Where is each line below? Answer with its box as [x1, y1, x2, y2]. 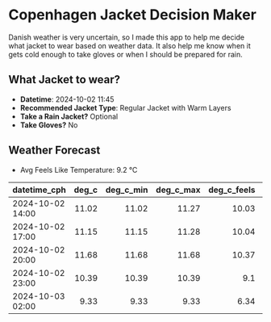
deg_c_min [105, 184, 148, 195]
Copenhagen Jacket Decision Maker [8, 6, 256, 24]
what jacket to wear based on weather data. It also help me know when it [8, 40, 252, 50]
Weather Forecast [8, 144, 101, 157]
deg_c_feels [208, 184, 256, 195]
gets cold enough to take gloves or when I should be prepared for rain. [8, 49, 244, 59]
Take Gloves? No [19, 119, 78, 130]
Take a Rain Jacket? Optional [19, 111, 119, 121]
